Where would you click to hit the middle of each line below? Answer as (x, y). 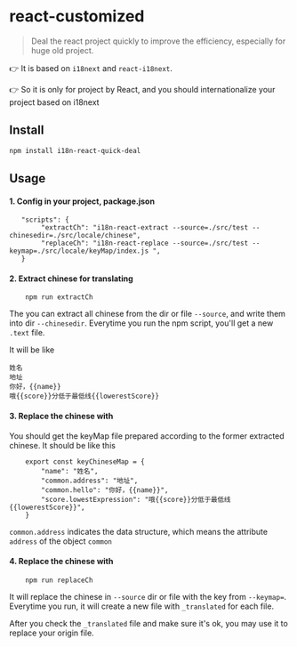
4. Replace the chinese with (61, 562)
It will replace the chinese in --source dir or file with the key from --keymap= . (148, 596)
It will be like (32, 350)
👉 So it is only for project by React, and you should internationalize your (142, 89)
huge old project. (62, 50)
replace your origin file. (52, 633)
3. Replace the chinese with (61, 417)
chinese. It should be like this (62, 445)
